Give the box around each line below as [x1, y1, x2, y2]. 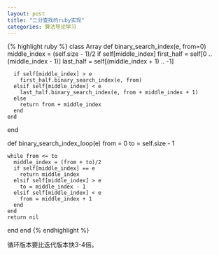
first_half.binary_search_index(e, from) [20, 77, 142, 84]
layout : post [7, 10, 45, 17]
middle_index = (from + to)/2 [13, 159, 101, 166]
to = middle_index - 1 [20, 183, 86, 191]
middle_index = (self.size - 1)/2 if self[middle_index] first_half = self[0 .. [7, 50, 212, 58]
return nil [7, 214, 39, 221]
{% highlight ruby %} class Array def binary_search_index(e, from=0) [7, 43, 206, 51]
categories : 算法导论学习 [7, 23, 77, 30]
